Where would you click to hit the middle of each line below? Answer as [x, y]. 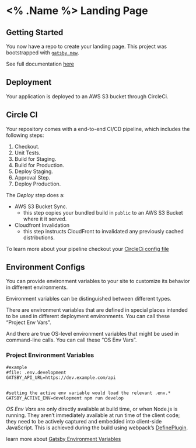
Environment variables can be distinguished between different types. [89, 299]
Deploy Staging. [34, 171]
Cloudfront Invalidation [42, 225]
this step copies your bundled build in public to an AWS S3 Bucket [103, 212]
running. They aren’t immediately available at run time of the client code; [93, 415]
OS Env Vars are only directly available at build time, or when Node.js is [92, 409]
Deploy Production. [38, 184]
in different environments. [37, 287]
